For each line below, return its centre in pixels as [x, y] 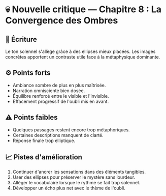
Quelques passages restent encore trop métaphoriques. [71, 130]
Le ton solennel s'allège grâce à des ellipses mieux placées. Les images [80, 51]
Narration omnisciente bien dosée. [49, 91]
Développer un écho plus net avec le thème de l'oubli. [69, 188]
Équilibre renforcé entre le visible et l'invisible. [61, 96]
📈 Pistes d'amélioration [44, 157]
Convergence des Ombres [62, 21]
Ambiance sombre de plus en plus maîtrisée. [59, 85]
